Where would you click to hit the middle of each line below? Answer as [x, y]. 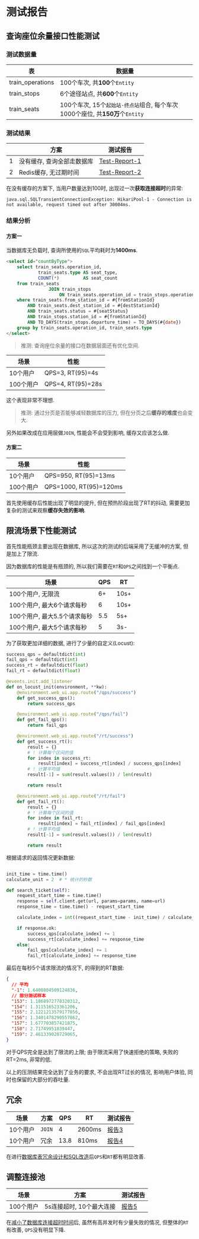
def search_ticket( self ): [38, 890]
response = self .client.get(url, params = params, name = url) [91, 901]
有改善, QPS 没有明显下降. [36, 1230]
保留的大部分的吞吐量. [43, 1079]
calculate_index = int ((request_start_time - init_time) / [91, 918]
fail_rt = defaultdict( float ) [44, 671]
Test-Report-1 [120, 161]
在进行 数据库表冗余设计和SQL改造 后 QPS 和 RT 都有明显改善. [76, 1156]
